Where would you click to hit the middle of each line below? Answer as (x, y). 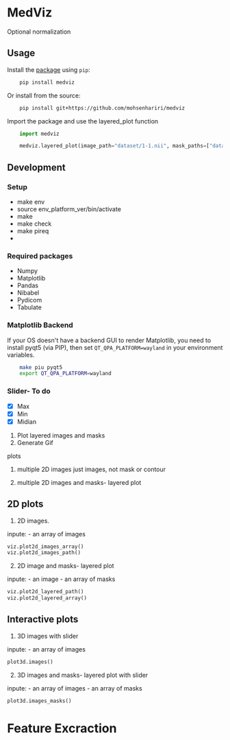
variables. (21, 355)
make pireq (33, 230)
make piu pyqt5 (41, 367)
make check (34, 224)
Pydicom (29, 300)
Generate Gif (35, 442)
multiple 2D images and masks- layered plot (79, 482)
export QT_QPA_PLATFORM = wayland (65, 374)
